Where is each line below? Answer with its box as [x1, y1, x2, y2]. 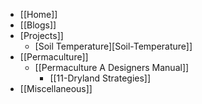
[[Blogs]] [19, 19, 57, 31]
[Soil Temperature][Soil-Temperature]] [34, 40, 193, 52]
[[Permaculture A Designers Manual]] [34, 62, 190, 73]
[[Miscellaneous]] [19, 83, 93, 94]
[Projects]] [19, 30, 64, 41]
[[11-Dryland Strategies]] [49, 72, 152, 84]
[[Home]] [19, 9, 58, 20]
